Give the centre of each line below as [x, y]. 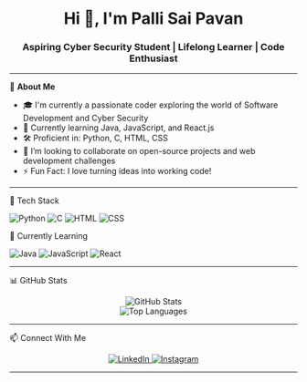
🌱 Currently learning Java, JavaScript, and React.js [118, 128]
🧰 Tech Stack [34, 201]
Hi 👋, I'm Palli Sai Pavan [153, 19]
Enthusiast [153, 58]
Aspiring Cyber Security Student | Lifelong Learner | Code [153, 47]
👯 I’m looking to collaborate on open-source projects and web [139, 151]
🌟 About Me [32, 87]
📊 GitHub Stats [38, 281]
